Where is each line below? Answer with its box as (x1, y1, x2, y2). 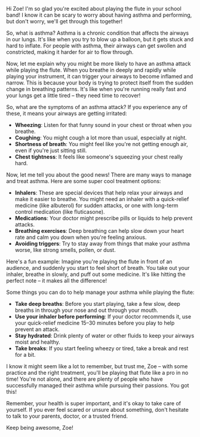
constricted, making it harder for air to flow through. (6, 48, 134, 56)
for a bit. (14, 351, 36, 358)
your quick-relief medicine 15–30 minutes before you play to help (14, 320, 175, 326)
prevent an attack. (14, 326, 60, 333)
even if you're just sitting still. (14, 147, 87, 154)
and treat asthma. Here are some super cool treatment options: (6, 178, 161, 184)
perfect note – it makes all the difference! (6, 277, 107, 284)
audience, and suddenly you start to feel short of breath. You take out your (6, 265, 190, 271)
